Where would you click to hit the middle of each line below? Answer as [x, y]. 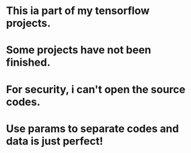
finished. [28, 62]
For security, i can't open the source [96, 89]
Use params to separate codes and [93, 129]
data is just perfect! [55, 141]
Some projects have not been [79, 50]
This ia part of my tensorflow [78, 11]
